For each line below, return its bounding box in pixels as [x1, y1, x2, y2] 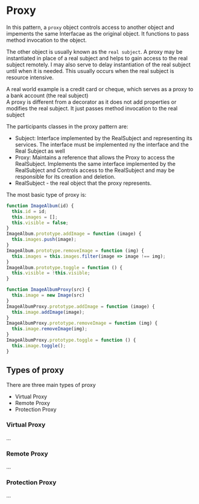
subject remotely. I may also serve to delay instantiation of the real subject [6, 61, 191, 68]
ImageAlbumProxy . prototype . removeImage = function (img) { [6, 321, 158, 327]
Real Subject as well [14, 147, 65, 155]
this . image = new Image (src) [11, 292, 85, 299]
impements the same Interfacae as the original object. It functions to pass [6, 30, 189, 37]
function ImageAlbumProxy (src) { [6, 287, 90, 293]
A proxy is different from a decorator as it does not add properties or [6, 98, 177, 106]
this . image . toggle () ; [11, 342, 66, 349]
